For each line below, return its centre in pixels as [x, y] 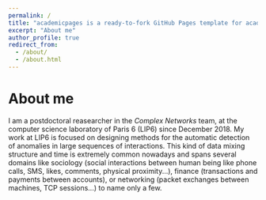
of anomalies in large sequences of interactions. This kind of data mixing [127, 145]
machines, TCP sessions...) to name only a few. [85, 187]
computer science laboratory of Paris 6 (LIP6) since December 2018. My [126, 129]
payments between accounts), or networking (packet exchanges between [129, 179]
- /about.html [38, 60]
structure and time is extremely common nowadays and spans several [122, 154]
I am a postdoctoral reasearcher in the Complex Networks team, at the [123, 120]
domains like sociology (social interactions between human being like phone [133, 162]
